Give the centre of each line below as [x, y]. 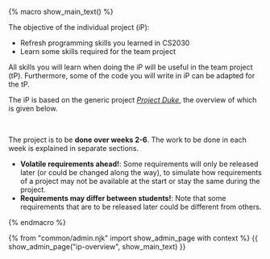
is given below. [33, 109]
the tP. [19, 84]
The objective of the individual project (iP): [79, 27]
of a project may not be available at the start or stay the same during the [140, 181]
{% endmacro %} [37, 222]
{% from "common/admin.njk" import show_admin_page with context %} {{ [133, 238]
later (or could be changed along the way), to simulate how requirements [141, 172]
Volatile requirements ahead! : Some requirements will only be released [139, 164]
